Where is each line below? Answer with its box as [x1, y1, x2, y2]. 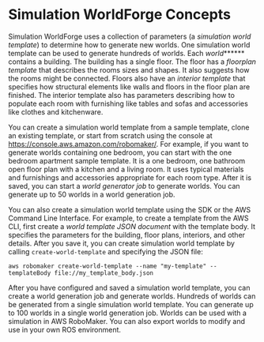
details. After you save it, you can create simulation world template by [8, 239, 236, 248]
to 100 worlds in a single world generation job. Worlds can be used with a [8, 308, 247, 318]
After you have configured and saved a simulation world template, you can [8, 283, 251, 292]
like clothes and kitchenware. [8, 107, 104, 116]
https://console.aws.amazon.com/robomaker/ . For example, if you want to [8, 139, 249, 148]
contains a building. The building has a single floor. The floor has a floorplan [8, 57, 257, 66]
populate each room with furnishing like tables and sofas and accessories [8, 99, 249, 108]
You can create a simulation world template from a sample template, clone [8, 122, 250, 132]
